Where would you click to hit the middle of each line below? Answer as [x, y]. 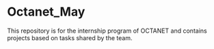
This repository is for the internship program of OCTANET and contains [107, 31]
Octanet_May [46, 12]
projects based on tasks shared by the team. [70, 37]
